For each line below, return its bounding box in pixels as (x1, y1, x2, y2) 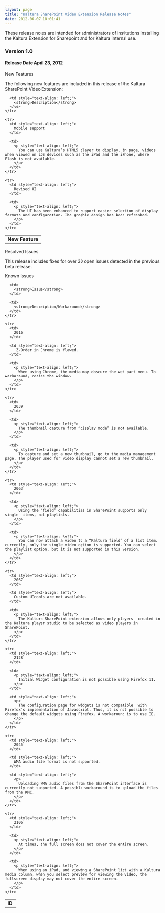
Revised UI (14, 186, 37, 191)
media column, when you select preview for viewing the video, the (5, 872, 147, 877)
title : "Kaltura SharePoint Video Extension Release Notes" (5, 12, 132, 17)
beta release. (5, 263, 32, 269)
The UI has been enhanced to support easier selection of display (18, 208, 158, 213)
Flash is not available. (5, 156, 56, 161)
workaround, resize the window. (5, 374, 72, 378)
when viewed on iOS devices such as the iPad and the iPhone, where (5, 152, 149, 157)
